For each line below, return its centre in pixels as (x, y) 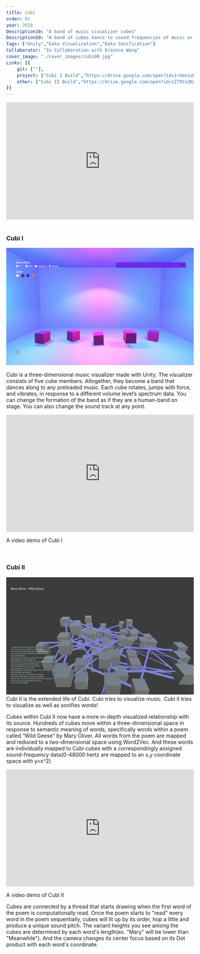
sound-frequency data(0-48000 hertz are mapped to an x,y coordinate (93, 755)
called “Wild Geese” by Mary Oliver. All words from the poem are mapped (96, 735)
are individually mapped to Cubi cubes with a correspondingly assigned (94, 748)
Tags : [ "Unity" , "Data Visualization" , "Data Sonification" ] (81, 44)
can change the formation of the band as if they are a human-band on (92, 400)
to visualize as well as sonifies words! (52, 705)
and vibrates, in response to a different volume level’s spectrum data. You (96, 394)
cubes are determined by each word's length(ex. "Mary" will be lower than (97, 931)
